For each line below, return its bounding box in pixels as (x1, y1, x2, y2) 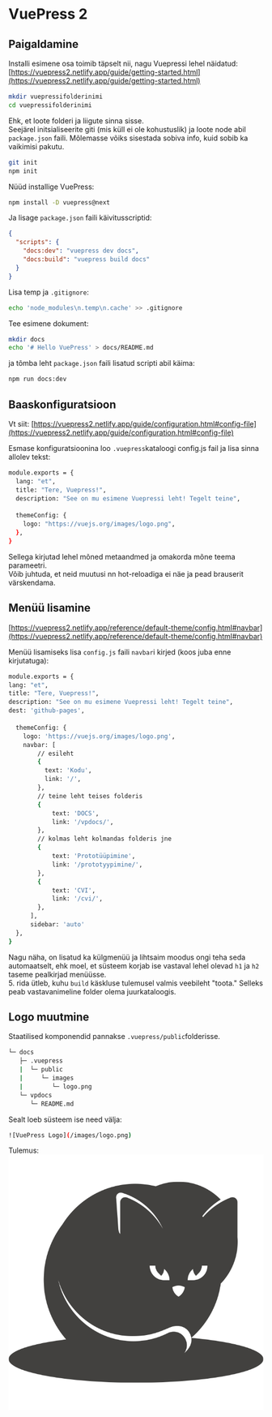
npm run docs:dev (8, 375, 67, 384)
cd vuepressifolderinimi (8, 101, 92, 109)
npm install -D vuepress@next (8, 198, 111, 207)
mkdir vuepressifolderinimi (8, 92, 104, 101)
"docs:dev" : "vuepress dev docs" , (23, 247, 139, 255)
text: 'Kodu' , (44, 766, 92, 775)
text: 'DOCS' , (51, 809, 100, 818)
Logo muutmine (8, 1011, 90, 1024)
